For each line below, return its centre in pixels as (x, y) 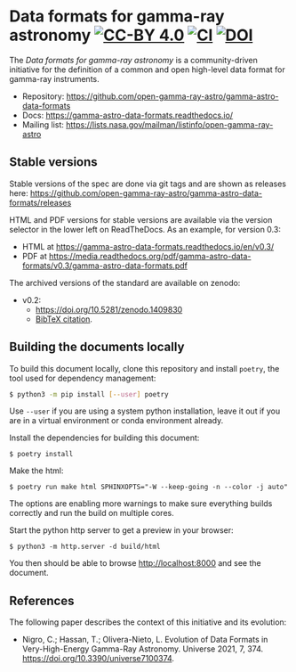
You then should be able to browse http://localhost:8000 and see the (135, 563)
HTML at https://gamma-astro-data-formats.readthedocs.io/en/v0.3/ (148, 246)
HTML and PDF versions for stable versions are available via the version (141, 219)
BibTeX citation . (64, 319)
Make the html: (36, 471)
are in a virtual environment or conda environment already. (116, 421)
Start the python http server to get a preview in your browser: (121, 530)
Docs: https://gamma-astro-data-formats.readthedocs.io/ (128, 115)
